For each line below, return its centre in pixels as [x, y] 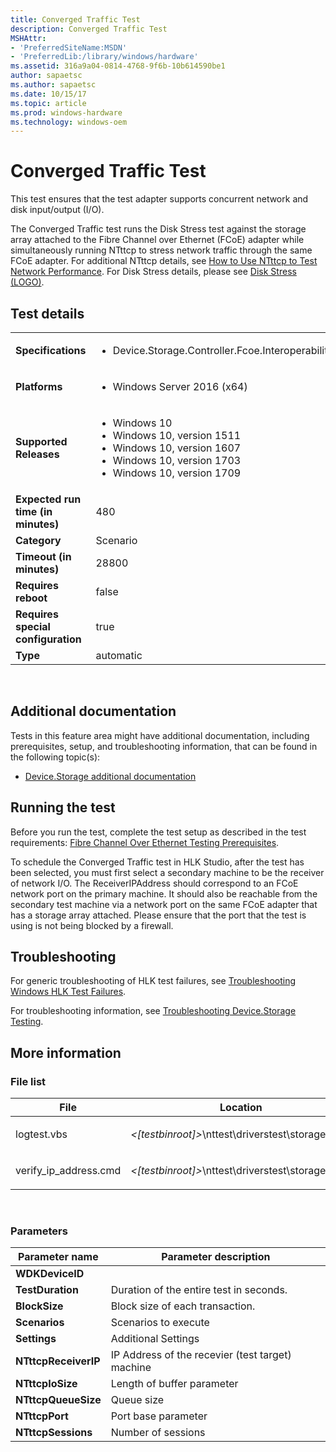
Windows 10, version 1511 [177, 435]
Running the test [63, 807]
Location [241, 1108]
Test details [47, 313]
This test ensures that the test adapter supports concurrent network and [159, 199]
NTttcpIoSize [46, 1384]
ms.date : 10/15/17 [48, 94]
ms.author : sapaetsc [53, 85]
